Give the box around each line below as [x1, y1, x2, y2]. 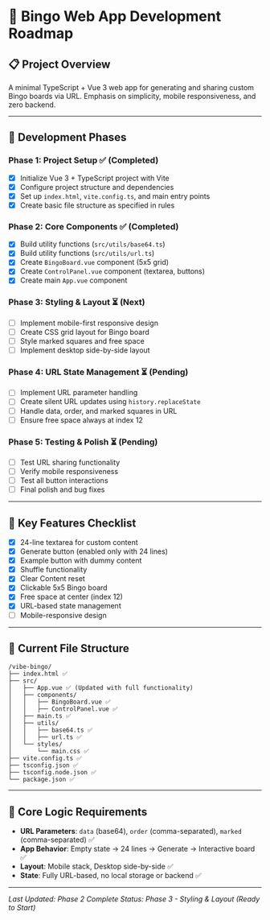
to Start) [8, 903, 36, 913]
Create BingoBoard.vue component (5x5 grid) [19, 258, 170, 267]
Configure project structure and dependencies [19, 182, 174, 192]
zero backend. [8, 100, 56, 109]
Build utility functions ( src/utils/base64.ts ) [19, 239, 166, 249]
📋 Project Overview [8, 57, 111, 71]
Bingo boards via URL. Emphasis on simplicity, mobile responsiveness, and [8, 92, 256, 101]
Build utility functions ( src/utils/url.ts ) [19, 249, 155, 258]
